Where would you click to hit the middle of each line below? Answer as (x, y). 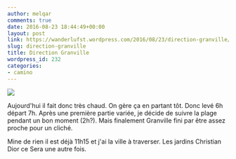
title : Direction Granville (48, 53)
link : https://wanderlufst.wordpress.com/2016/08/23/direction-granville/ (119, 40)
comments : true (29, 20)
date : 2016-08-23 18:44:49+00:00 (56, 27)
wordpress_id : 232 (34, 60)
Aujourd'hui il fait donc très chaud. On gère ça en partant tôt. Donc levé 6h (115, 105)
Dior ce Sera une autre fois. (47, 148)
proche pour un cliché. (40, 127)
